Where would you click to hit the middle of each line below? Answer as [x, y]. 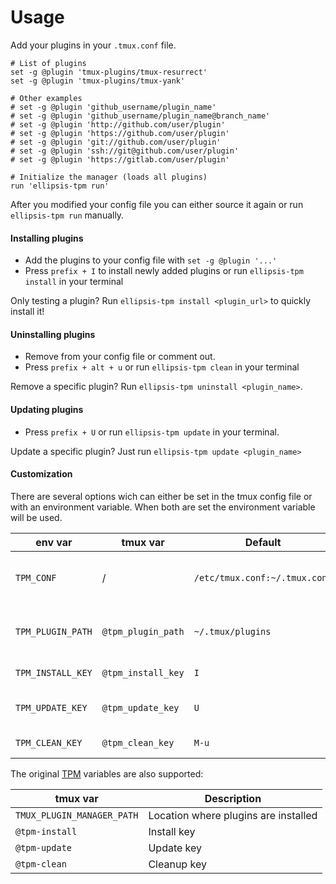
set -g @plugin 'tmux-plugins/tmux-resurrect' [109, 72]
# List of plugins [48, 63]
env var [54, 542]
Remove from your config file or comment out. [120, 357]
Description [233, 798]
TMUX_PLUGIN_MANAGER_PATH [77, 815]
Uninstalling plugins [53, 334]
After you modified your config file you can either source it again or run [157, 204]
